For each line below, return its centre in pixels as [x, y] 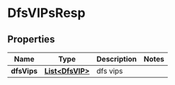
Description [117, 59]
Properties [31, 39]
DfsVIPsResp [46, 13]
